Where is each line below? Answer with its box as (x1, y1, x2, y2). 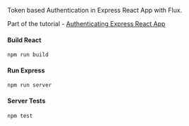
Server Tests (7, 96, 46, 105)
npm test (7, 112, 33, 119)
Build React (7, 35, 42, 44)
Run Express (7, 66, 45, 75)
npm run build (7, 51, 49, 58)
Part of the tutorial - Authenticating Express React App (7, 20, 166, 27)
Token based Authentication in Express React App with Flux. (7, 6, 183, 14)
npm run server (7, 82, 52, 89)
